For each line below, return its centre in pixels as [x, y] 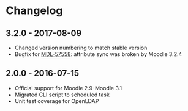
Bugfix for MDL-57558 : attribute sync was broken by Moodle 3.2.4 [98, 54]
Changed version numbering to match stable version [81, 48]
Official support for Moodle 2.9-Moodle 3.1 [68, 88]
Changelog [34, 11]
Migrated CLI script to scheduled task [62, 95]
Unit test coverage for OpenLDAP [57, 101]
